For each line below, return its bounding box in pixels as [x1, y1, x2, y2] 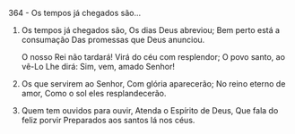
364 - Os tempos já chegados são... [8, 8, 141, 18]
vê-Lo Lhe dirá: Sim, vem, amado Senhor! [21, 62, 176, 71]
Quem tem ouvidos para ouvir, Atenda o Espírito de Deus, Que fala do [21, 105, 279, 115]
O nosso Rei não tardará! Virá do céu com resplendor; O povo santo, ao [21, 52, 286, 62]
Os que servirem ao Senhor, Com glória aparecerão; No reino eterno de [21, 79, 286, 88]
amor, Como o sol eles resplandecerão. [21, 88, 167, 98]
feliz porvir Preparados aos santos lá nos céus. [21, 115, 195, 125]
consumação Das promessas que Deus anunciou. [21, 35, 205, 45]
